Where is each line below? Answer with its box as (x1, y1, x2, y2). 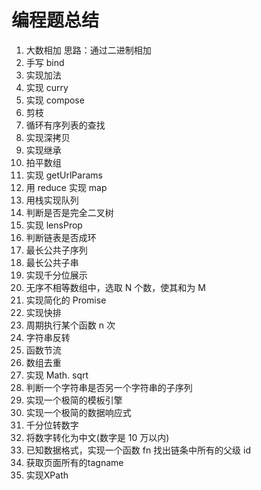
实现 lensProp (25, 219, 83, 231)
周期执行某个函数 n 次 (25, 319, 116, 331)
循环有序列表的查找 (25, 119, 106, 131)
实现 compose (25, 94, 85, 106)
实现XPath (25, 469, 69, 481)
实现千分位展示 (25, 269, 88, 281)
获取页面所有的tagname (25, 456, 124, 468)
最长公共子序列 (25, 244, 88, 256)
